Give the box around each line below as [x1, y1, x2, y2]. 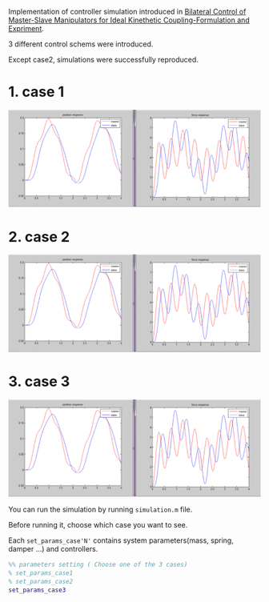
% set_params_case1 [8, 568, 74, 577]
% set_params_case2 [8, 577, 74, 585]
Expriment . [8, 24, 44, 33]
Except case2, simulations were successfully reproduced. [8, 55, 199, 64]
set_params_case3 [8, 586, 66, 594]
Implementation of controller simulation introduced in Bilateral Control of [8, 7, 247, 16]
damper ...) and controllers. [8, 544, 98, 554]
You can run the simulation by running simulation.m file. [8, 504, 193, 515]
